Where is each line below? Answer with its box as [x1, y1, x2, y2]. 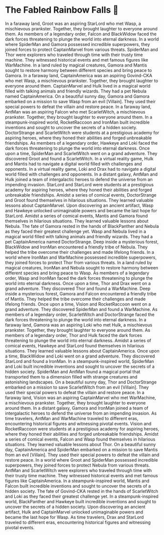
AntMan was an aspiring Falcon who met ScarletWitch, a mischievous [5, 109, 145, 114]
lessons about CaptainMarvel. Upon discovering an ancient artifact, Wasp [5, 202, 154, 208]
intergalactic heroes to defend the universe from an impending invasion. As [5, 410, 157, 416]
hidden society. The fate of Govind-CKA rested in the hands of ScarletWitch [5, 488, 158, 494]
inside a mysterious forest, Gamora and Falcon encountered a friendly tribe [5, 290, 157, 296]
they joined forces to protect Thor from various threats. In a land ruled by [5, 259, 152, 266]
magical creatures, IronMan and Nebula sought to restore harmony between [5, 265, 158, 270]
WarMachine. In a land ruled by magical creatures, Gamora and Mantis [5, 62, 147, 68]
